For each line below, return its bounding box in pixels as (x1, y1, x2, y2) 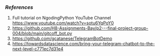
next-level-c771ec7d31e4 (12, 46, 64, 52)
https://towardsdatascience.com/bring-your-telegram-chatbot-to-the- (12, 41, 155, 47)
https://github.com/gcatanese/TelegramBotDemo (12, 36, 112, 41)
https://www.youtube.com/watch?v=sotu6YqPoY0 (12, 20, 114, 26)
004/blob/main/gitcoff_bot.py (12, 31, 72, 37)
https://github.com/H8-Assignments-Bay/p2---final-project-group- (12, 25, 149, 31)
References (5, 4, 33, 11)
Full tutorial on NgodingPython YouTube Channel (12, 15, 111, 21)
